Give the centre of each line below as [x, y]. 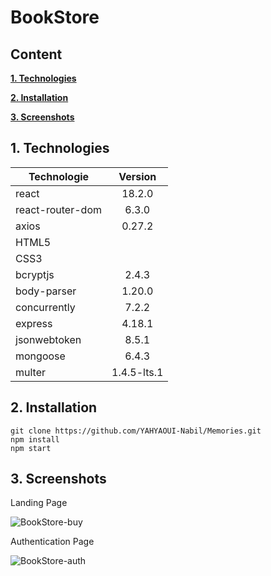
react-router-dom [58, 209]
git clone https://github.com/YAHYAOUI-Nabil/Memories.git [136, 431]
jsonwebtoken [48, 339]
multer [31, 372]
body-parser [46, 291]
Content [36, 54]
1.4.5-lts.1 [137, 372]
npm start [31, 448]
